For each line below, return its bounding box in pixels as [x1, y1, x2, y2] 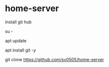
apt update [5, 37, 27, 44]
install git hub [5, 19, 32, 25]
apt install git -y [5, 47, 36, 53]
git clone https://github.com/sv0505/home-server [5, 56, 104, 62]
